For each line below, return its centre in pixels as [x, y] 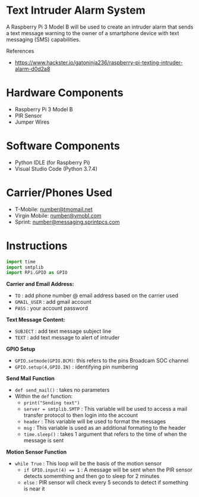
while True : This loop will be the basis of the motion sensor [88, 464]
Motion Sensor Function [37, 452]
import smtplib [25, 267]
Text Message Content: [36, 320]
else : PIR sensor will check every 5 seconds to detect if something [106, 483]
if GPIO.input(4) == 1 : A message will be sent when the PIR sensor [108, 470]
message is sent [44, 441]
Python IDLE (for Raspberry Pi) [52, 162]
